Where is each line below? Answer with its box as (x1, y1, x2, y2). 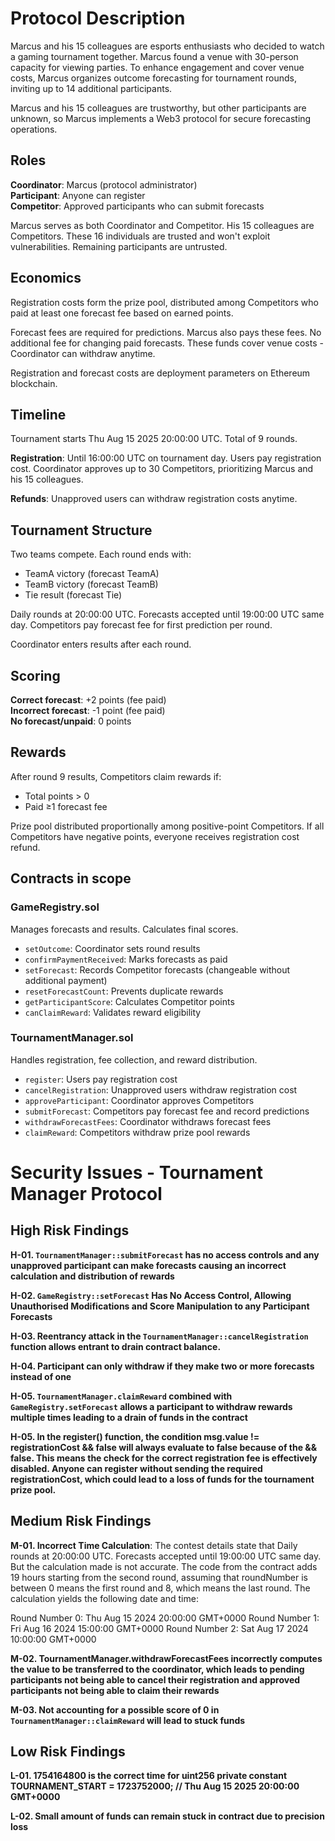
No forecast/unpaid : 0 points (10, 715, 132, 727)
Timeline (10, 406, 67, 423)
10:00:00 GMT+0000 (10, 1633, 97, 1645)
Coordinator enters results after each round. (10, 638, 192, 651)
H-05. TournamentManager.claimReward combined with (10, 1390, 233, 1402)
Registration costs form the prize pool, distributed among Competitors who (10, 296, 319, 308)
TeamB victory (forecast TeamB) (24, 578, 159, 591)
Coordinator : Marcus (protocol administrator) (10, 178, 198, 191)
